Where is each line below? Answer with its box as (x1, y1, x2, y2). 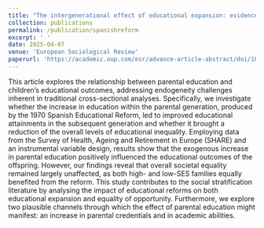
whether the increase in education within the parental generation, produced (8, 101, 253, 111)
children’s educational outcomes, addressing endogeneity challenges (8, 85, 233, 94)
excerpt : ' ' (8, 33, 51, 42)
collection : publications (8, 19, 93, 27)
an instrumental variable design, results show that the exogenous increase (8, 143, 249, 153)
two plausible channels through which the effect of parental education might (8, 202, 255, 211)
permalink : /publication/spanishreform (8, 26, 139, 34)
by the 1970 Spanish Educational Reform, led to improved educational (8, 110, 233, 120)
